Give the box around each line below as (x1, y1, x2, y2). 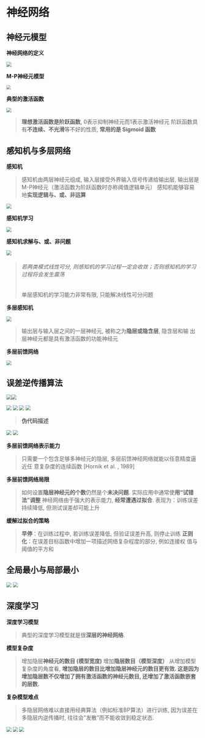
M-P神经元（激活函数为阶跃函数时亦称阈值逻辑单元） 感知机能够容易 (21, 184, 195, 191)
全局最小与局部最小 (6, 565, 79, 575)
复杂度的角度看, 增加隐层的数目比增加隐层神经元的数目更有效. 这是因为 (21, 665, 199, 672)
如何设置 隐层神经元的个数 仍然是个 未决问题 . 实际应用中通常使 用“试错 (21, 488, 194, 496)
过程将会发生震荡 (21, 270, 65, 278)
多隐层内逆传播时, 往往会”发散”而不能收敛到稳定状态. (21, 714, 155, 721)
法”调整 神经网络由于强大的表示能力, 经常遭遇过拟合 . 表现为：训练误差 (21, 496, 199, 504)
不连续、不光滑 (26, 126, 65, 133)
